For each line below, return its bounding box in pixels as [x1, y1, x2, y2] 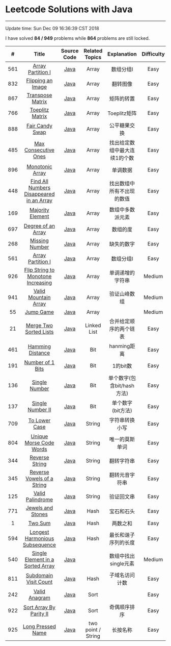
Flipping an [26, 77, 53, 84]
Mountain [27, 293, 51, 301]
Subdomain [25, 572, 53, 579]
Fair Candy [26, 122, 52, 129]
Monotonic [26, 163, 52, 170]
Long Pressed [22, 623, 56, 630]
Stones [31, 510, 48, 517]
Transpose [26, 91, 52, 98]
